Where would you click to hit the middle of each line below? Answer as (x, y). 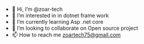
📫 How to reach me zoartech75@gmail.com (66, 35)
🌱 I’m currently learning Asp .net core (57, 22)
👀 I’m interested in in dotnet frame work (60, 15)
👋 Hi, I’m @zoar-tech (37, 9)
